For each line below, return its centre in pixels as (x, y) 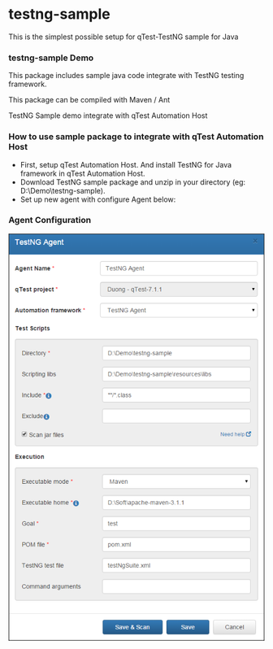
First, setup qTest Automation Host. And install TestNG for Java (126, 164)
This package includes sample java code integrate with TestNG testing (126, 76)
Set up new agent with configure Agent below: (98, 199)
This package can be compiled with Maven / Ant (89, 100)
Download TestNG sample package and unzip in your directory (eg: (133, 182)
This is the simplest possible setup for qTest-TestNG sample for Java (123, 37)
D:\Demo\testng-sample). (63, 190)
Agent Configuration (50, 220)
